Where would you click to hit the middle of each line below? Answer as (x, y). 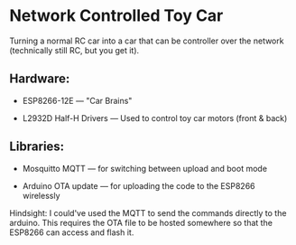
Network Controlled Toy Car (116, 16)
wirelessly (41, 195)
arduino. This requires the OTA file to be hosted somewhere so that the (141, 222)
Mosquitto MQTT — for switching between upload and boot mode (145, 168)
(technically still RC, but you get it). (74, 50)
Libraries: (37, 147)
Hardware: (40, 79)
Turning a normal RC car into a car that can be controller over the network (147, 41)
